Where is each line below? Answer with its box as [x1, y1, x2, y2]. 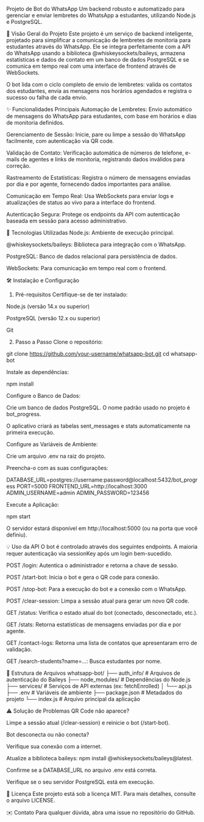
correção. [6, 162, 31, 169]
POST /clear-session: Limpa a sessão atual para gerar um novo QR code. [6, 597, 190, 604]
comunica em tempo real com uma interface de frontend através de [6, 62, 176, 70]
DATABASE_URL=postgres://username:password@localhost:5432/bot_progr [6, 476, 198, 483]
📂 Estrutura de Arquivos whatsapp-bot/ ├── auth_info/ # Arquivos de [6, 669, 181, 677]
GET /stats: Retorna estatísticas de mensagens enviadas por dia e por [6, 621, 181, 628]
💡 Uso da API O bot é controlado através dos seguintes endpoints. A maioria [6, 543, 198, 550]
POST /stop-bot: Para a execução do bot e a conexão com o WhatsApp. [6, 585, 187, 592]
